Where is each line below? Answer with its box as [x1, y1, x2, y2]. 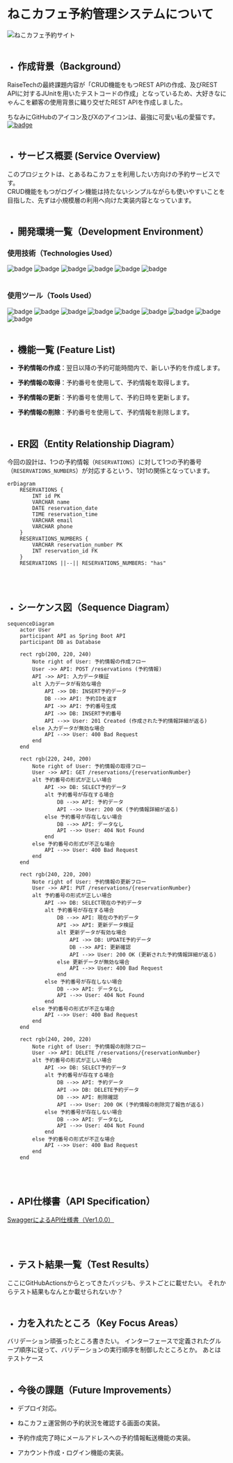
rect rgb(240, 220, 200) [19, 871, 92, 878]
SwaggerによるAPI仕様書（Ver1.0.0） [7, 1215, 115, 1224]
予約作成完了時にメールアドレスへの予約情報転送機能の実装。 [17, 1434, 195, 1442]
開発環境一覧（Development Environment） [17, 225, 209, 237]
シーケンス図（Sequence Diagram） [17, 601, 175, 613]
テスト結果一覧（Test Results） [17, 1259, 155, 1270]
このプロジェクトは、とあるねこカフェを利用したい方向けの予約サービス [7, 170, 214, 178]
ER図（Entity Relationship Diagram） [17, 437, 180, 450]
